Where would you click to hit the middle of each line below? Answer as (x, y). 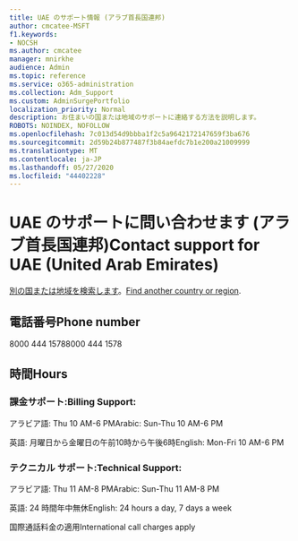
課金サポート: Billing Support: (73, 402)
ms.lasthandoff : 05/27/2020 (62, 167)
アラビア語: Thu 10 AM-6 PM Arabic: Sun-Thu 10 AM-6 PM (116, 423)
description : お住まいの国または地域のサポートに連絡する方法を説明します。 (135, 117)
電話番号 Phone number (75, 322)
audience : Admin (39, 68)
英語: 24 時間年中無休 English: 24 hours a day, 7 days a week (121, 508)
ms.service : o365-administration (72, 84)
